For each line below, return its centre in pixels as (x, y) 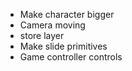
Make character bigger (67, 14)
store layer (42, 35)
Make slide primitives (63, 46)
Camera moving (52, 25)
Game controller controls (71, 57)
